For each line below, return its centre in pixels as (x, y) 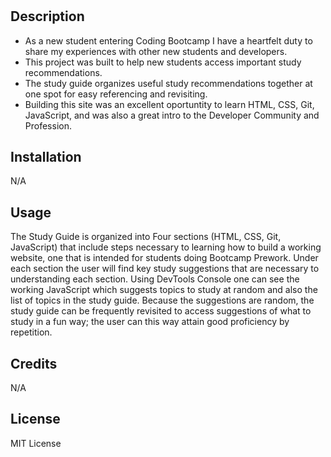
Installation (46, 157)
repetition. (31, 332)
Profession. (48, 125)
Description (47, 16)
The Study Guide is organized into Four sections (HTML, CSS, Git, (146, 237)
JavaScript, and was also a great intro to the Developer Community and (172, 115)
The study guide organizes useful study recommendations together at (168, 83)
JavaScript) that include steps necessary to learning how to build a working (166, 247)
